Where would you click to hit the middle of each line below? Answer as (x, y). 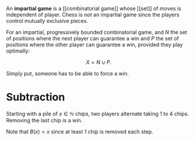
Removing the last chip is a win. (44, 120)
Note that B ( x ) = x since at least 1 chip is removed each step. (80, 132)
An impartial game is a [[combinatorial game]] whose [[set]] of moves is (94, 8)
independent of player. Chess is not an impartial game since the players (93, 15)
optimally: (18, 51)
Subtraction (36, 97)
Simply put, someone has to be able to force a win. (68, 73)
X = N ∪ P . (99, 62)
